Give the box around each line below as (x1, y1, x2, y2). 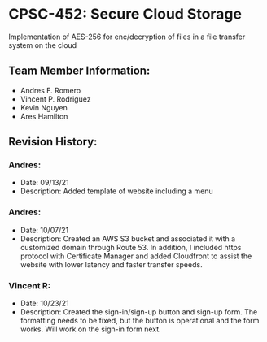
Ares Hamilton (20, 111, 68, 121)
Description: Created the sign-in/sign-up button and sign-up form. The (20, 307, 258, 317)
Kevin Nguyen (20, 102, 68, 112)
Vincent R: (8, 279, 51, 291)
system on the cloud (8, 40, 77, 50)
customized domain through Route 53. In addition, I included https (20, 242, 242, 252)
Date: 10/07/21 (20, 225, 69, 235)
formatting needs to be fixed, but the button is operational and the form (20, 316, 260, 326)
